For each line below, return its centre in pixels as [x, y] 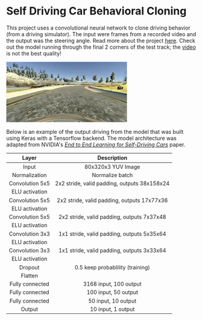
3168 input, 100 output [112, 284]
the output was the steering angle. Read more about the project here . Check [101, 40]
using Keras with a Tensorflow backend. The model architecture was [91, 138]
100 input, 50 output [112, 292]
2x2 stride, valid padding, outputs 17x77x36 [112, 200]
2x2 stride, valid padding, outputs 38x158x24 [112, 184]
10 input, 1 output [112, 309]
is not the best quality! [34, 53]
